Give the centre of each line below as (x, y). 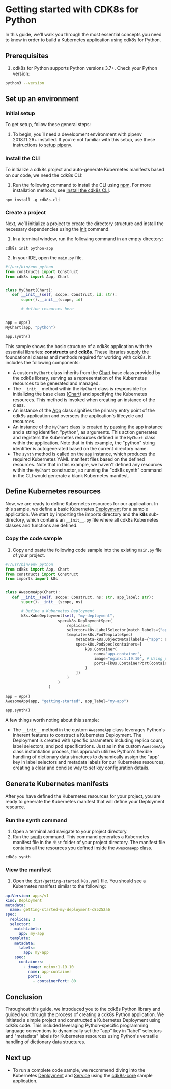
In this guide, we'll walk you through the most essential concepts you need (83, 34)
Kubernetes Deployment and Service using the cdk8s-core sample (82, 1076)
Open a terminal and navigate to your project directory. (70, 831)
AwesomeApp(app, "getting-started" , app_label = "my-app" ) (67, 701)
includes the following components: (43, 362)
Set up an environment (42, 99)
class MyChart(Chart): (29, 290)
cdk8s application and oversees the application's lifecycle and (78, 416)
